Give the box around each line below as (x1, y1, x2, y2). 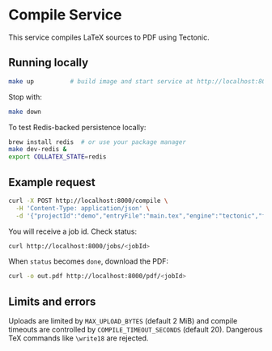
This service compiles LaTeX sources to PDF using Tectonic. (8, 32, 210, 42)
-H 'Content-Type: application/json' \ (15, 204, 151, 212)
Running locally (8, 56, 89, 70)
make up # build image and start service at (8, 77, 194, 86)
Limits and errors (8, 294, 96, 308)
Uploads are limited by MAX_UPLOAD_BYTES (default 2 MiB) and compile (8, 316, 238, 326)
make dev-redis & (8, 146, 67, 154)
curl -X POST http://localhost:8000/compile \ (8, 197, 168, 205)
